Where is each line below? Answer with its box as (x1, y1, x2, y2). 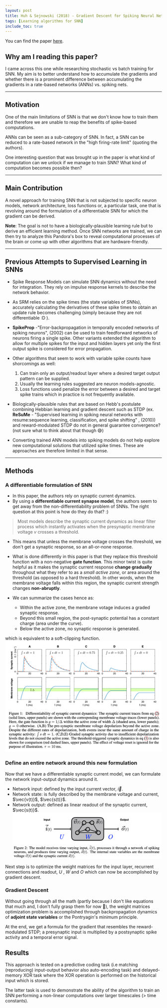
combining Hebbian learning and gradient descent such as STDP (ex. (12, 406, 154, 412)
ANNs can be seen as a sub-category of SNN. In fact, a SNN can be (5, 134, 145, 140)
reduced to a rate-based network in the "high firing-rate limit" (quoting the (5, 139, 158, 145)
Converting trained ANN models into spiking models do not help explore (12, 437, 160, 443)
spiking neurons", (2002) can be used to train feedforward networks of (12, 330, 158, 336)
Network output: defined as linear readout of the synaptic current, (12, 801, 148, 807)
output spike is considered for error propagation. (12, 345, 113, 351)
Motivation (5, 101, 40, 109)
